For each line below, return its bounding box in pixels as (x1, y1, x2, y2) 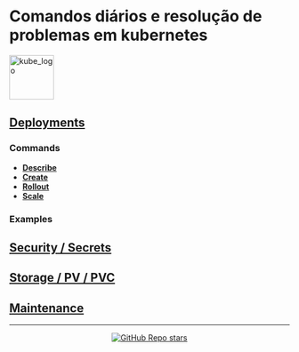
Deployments (9, 116, 85, 131)
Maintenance (9, 300, 85, 316)
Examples (9, 212, 53, 225)
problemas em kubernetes (9, 25, 208, 45)
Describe (21, 162, 58, 172)
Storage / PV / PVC (9, 270, 116, 285)
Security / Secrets (9, 240, 112, 255)
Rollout (21, 180, 50, 192)
